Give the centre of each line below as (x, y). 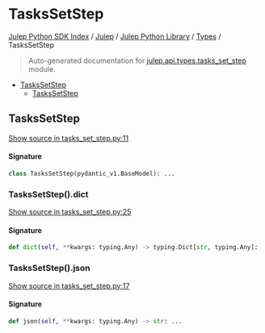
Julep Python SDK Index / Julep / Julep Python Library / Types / (115, 36)
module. (42, 69)
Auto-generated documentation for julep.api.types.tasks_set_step (137, 60)
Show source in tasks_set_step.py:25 (70, 212)
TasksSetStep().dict (48, 194)
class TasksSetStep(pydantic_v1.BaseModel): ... (92, 173)
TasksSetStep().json (49, 268)
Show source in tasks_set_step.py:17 (69, 285)
